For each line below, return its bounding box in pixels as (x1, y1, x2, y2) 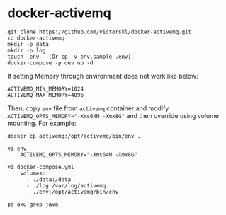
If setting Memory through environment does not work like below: (7, 71, 198, 80)
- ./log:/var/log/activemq (26, 182, 106, 189)
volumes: (20, 170, 46, 177)
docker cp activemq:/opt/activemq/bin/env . (7, 132, 141, 139)
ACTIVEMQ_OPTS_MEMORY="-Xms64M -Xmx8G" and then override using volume (7, 111, 220, 120)
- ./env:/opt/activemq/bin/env (26, 188, 119, 195)
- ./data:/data (26, 175, 72, 183)
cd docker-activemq (7, 34, 65, 42)
